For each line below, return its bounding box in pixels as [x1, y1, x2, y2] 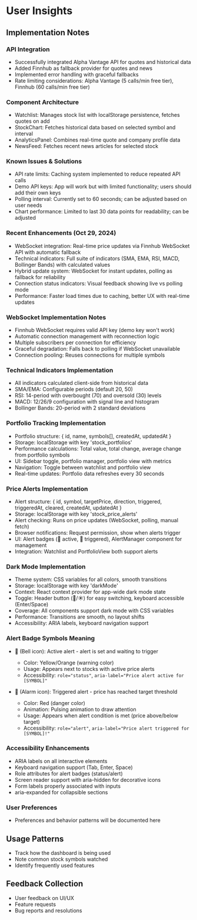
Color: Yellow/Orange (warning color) [23, 659, 114, 666]
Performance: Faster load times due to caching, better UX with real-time [14, 292, 190, 299]
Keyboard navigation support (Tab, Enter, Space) [14, 764, 133, 771]
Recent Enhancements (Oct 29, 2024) [6, 229, 116, 237]
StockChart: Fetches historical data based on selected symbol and [14, 124, 176, 131]
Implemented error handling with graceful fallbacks [14, 70, 139, 78]
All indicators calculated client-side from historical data [14, 380, 149, 387]
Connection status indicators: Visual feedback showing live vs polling [14, 280, 183, 287]
